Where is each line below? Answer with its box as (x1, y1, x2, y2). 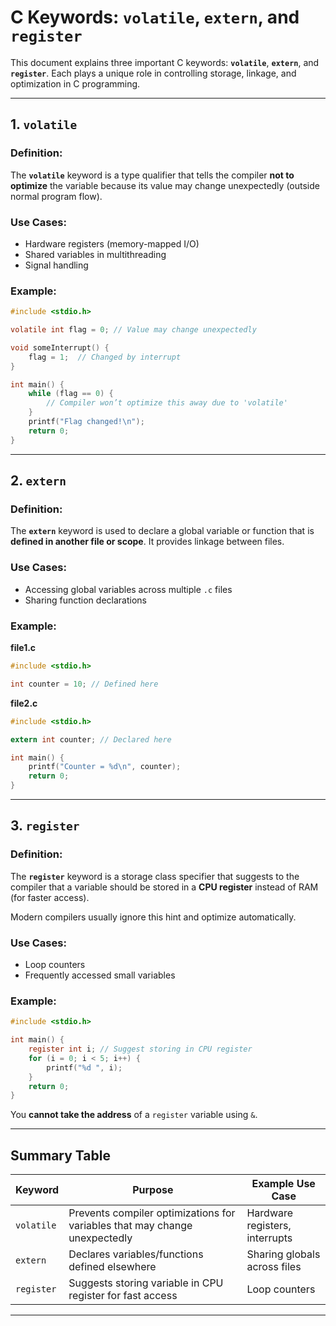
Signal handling (24, 259, 89, 271)
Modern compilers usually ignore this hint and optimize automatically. (10, 911, 297, 923)
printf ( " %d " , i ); (46, 1062, 123, 1073)
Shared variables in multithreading (24, 248, 167, 260)
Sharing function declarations (24, 594, 147, 606)
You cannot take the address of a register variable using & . (10, 1109, 258, 1121)
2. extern (10, 472, 67, 490)
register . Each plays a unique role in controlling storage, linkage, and (10, 67, 297, 79)
